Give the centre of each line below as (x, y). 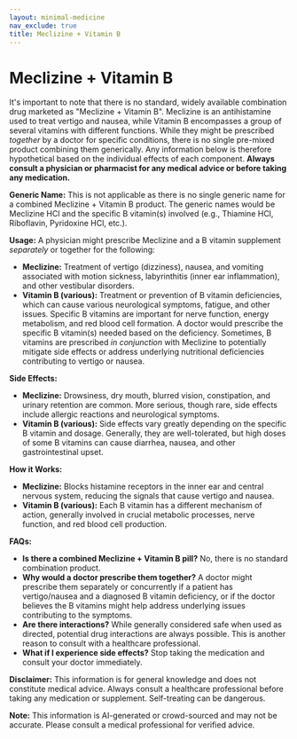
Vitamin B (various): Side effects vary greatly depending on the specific (154, 424)
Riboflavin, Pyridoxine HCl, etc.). (68, 224)
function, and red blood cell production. (94, 524)
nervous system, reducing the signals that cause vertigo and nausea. (148, 496)
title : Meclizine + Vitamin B (65, 34)
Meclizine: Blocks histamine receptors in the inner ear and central (143, 487)
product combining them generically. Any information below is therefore (141, 149)
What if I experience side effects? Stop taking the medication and (143, 653)
